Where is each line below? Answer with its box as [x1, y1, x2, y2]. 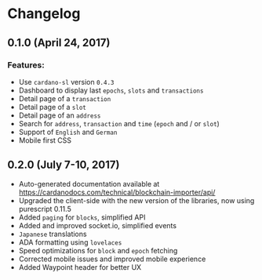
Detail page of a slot [18, 102, 87, 111]
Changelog [7, 5, 81, 23]
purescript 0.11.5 [18, 204, 71, 213]
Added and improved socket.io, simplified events [18, 220, 177, 230]
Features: [7, 60, 45, 71]
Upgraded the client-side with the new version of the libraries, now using [18, 195, 255, 205]
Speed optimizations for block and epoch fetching [18, 245, 178, 255]
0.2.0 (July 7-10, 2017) [7, 158, 120, 172]
